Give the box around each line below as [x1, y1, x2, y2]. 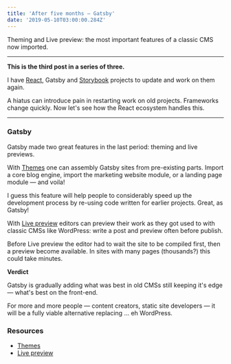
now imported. [7, 43, 49, 51]
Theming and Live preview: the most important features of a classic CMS [7, 35, 214, 43]
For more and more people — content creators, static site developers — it [7, 302, 215, 310]
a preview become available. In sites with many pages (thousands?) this [7, 247, 211, 255]
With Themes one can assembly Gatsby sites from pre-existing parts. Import [7, 163, 224, 172]
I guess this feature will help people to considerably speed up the [7, 191, 192, 199]
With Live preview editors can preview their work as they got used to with [7, 219, 215, 227]
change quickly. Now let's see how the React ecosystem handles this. [7, 104, 205, 112]
